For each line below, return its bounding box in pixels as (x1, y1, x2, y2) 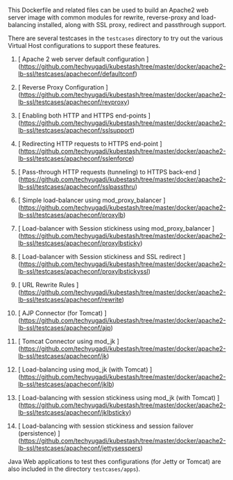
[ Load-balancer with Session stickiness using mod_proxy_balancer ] (17, 224, 215, 232)
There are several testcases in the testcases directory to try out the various (8, 34, 223, 42)
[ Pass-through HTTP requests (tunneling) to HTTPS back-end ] (17, 168, 200, 176)
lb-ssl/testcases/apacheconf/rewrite (17, 295, 122, 304)
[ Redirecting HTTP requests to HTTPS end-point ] (17, 140, 162, 148)
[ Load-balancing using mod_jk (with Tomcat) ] (17, 365, 153, 374)
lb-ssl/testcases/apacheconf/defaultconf (17, 69, 135, 78)
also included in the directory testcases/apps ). (8, 465, 141, 473)
